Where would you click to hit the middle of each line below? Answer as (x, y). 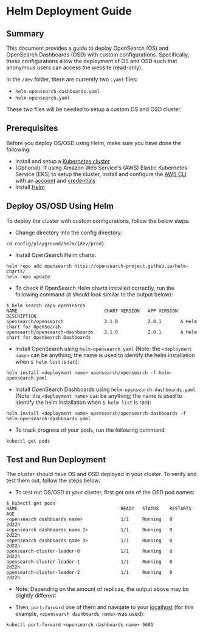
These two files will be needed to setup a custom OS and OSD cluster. (94, 109)
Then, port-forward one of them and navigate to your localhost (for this (104, 607)
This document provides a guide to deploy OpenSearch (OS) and (88, 48)
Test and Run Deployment (56, 460)
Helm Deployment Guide (69, 11)
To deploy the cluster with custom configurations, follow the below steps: (98, 220)
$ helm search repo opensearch (46, 305)
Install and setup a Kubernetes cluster (63, 161)
